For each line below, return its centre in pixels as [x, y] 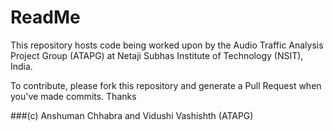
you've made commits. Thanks [73, 96]
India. [21, 66]
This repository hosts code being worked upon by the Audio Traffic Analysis [167, 45]
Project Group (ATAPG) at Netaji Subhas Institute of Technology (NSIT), [157, 55]
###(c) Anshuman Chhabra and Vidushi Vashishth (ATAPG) [132, 115]
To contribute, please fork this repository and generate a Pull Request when [166, 85]
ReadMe [45, 17]
